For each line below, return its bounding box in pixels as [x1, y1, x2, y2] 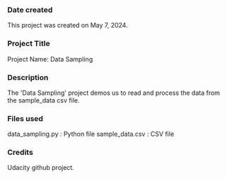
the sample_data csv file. [7, 96, 80, 104]
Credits [7, 147, 33, 157]
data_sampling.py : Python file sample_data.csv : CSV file [7, 129, 175, 139]
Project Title [7, 39, 51, 49]
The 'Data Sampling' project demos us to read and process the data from [7, 88, 221, 97]
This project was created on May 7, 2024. [7, 21, 129, 30]
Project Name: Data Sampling [7, 54, 93, 63]
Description [7, 72, 49, 82]
